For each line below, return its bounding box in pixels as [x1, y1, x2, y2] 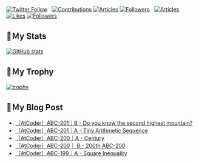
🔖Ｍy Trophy [6, 67, 54, 77]
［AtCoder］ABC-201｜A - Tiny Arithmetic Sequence [15, 127, 148, 135]
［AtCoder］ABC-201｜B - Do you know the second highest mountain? [15, 119, 193, 127]
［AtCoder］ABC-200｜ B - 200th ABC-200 [15, 142, 126, 150]
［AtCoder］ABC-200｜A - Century [15, 135, 105, 142]
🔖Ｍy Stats [6, 31, 47, 42]
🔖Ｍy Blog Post [6, 102, 63, 113]
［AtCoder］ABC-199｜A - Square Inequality [15, 150, 127, 157]
